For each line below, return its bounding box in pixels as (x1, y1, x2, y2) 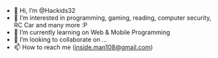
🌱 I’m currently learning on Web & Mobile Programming (13, 28, 170, 36)
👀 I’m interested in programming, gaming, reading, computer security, (13, 14, 212, 22)
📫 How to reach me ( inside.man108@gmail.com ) (13, 43, 153, 51)
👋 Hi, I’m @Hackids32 (13, 7, 76, 14)
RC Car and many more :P (13, 21, 88, 29)
